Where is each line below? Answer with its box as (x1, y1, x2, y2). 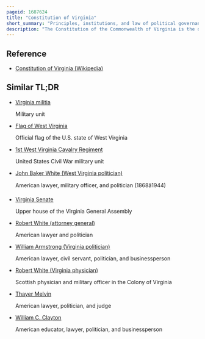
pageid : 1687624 (6, 9, 48, 15)
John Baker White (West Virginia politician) (15, 169, 123, 177)
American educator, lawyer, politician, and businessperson (15, 326, 163, 333)
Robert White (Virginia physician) (15, 266, 99, 274)
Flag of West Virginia (15, 122, 68, 129)
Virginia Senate (15, 196, 54, 203)
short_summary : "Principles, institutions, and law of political (6, 20, 176, 26)
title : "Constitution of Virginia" (6, 15, 97, 21)
